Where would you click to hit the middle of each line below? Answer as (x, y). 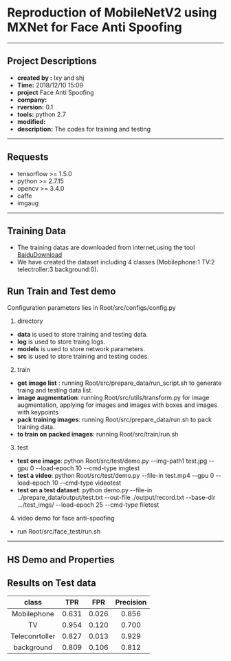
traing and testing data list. (55, 390)
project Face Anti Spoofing (55, 92)
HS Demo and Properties (61, 559)
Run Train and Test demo (62, 291)
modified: (31, 121)
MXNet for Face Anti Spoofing (95, 27)
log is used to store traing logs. (61, 342)
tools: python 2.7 (42, 114)
